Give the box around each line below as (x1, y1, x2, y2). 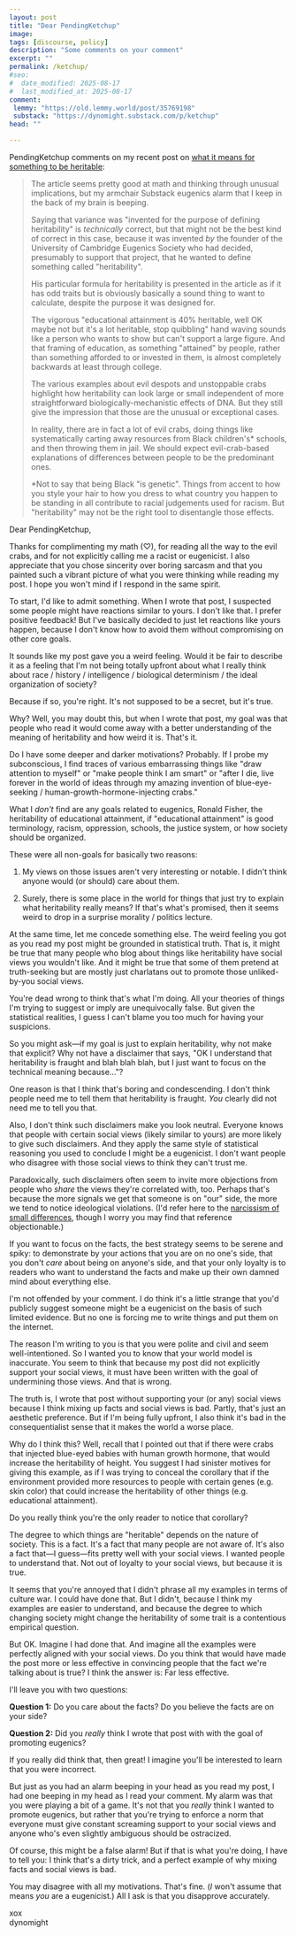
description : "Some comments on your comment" (9, 46, 184, 55)
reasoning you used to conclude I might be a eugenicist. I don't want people (9, 1148, 286, 1158)
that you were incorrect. (9, 1764, 97, 1774)
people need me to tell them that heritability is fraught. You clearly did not (9, 1094, 278, 1103)
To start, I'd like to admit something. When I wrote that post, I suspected (9, 596, 271, 606)
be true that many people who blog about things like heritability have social (9, 948, 283, 958)
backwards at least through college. (30, 362, 162, 372)
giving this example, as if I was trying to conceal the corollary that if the (9, 1467, 270, 1478)
